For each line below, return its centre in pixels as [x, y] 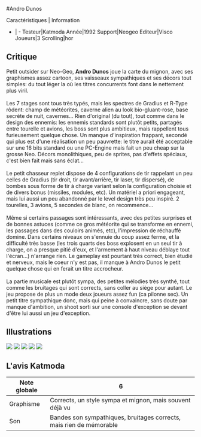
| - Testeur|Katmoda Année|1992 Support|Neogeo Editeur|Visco [94, 32]
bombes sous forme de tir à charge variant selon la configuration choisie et [99, 186]
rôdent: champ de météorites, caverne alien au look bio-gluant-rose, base [97, 110]
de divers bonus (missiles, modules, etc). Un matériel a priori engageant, [96, 192]
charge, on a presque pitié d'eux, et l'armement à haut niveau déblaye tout [98, 249]
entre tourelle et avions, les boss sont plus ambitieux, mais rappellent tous [98, 129]
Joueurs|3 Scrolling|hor [44, 38]
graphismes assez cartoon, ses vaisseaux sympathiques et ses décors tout [99, 78]
